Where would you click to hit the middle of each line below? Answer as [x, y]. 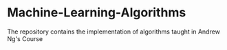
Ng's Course [25, 38]
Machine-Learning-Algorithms [97, 13]
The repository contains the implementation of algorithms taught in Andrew [113, 32]
